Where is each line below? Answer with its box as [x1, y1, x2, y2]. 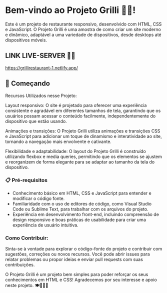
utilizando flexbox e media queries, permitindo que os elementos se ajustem [5, 153, 162, 159]
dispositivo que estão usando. [5, 118, 67, 124]
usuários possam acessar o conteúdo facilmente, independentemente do [5, 112, 156, 119]
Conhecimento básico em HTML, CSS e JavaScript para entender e [12, 190, 151, 196]
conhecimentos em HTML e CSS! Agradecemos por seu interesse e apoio [5, 277, 157, 283]
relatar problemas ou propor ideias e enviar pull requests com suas [5, 256, 143, 262]
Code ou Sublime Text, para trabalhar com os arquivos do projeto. [12, 206, 148, 212]
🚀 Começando [5, 79, 50, 88]
